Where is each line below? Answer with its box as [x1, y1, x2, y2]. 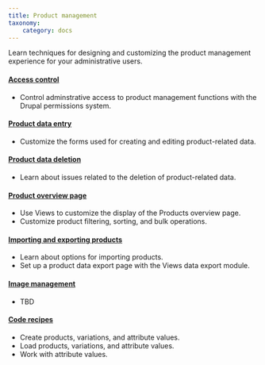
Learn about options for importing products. [19, 252, 164, 262]
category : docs [22, 26, 73, 34]
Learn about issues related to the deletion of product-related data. [19, 172, 236, 182]
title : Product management [8, 11, 98, 20]
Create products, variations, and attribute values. [19, 332, 180, 342]
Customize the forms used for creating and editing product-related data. [19, 136, 256, 146]
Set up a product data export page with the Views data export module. [19, 261, 250, 271]
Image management [8, 279, 76, 288]
